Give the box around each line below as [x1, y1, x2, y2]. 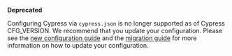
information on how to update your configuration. [7, 41, 149, 49]
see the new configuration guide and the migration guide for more [7, 34, 197, 42]
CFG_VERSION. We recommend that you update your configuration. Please [7, 27, 223, 35]
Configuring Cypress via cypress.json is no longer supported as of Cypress [7, 19, 225, 27]
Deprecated [7, 6, 43, 14]
